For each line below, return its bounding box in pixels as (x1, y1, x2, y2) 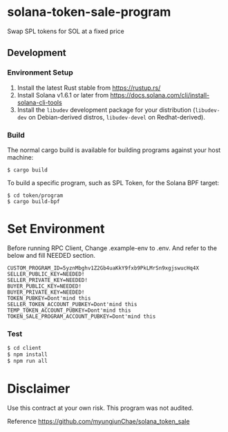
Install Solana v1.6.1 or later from (17, 91, 109, 99)
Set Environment (7, 221, 105, 237)
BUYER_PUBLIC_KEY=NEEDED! (7, 283, 82, 290)
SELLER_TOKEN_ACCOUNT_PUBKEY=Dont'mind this (7, 301, 137, 308)
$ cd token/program (7, 191, 64, 199)
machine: (7, 153, 34, 161)
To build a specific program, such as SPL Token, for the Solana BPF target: (7, 178, 220, 187)
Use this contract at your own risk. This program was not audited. (7, 404, 193, 412)
